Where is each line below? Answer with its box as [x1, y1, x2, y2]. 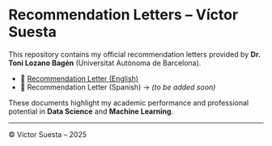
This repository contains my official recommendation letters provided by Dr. [8, 49, 261, 59]
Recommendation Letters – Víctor [8, 6, 239, 24]
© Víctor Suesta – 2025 [8, 129, 87, 139]
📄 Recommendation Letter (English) [19, 73, 139, 83]
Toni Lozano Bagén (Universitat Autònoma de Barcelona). [8, 58, 202, 68]
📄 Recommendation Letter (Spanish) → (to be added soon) [19, 82, 216, 92]
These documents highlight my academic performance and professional [8, 98, 249, 107]
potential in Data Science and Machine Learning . [8, 106, 174, 116]
